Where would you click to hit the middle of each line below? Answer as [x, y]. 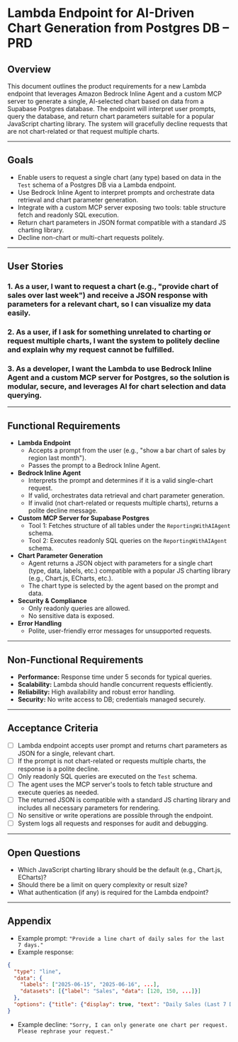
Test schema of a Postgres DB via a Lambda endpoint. [97, 185]
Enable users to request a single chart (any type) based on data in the [119, 177]
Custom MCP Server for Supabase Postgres [84, 518]
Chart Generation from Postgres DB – [118, 28]
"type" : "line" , [38, 971]
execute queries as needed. [58, 792]
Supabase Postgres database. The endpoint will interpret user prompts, [112, 109]
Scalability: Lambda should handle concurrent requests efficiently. [115, 684]
